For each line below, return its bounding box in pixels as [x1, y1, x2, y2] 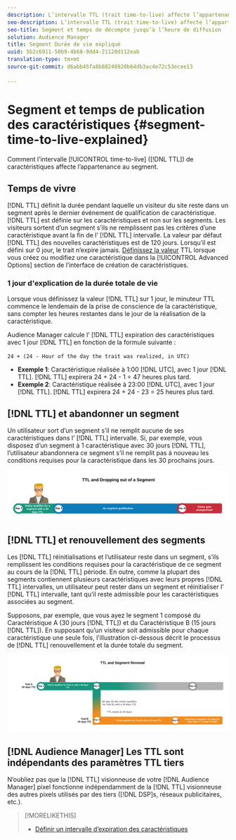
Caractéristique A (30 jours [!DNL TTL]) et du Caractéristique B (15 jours [7, 618, 216, 626]
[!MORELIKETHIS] [24, 811, 77, 820]
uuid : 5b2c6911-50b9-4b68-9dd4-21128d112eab [7, 48, 140, 55]
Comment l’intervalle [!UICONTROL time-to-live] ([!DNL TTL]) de [7, 155, 194, 163]
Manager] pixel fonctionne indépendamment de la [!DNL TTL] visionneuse [7, 783, 222, 792]
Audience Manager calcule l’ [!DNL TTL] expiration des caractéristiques [7, 330, 215, 339]
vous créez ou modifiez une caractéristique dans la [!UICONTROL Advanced [7, 254, 228, 262]
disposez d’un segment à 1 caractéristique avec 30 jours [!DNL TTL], [7, 441, 206, 449]
